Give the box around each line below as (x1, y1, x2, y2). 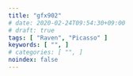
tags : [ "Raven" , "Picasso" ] (8, 33, 108, 42)
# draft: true (8, 26, 55, 34)
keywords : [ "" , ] (8, 41, 69, 49)
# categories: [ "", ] (8, 48, 83, 56)
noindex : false (8, 56, 59, 64)
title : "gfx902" (8, 11, 62, 20)
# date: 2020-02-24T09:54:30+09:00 (8, 19, 126, 27)
